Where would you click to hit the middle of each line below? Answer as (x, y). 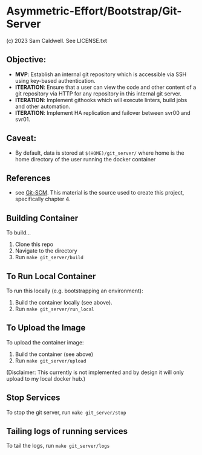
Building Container (42, 218)
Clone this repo (34, 244)
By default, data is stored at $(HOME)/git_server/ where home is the (99, 153)
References (28, 178)
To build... (19, 233)
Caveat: (21, 138)
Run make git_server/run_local (55, 309)
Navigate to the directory (46, 251)
